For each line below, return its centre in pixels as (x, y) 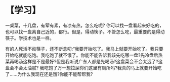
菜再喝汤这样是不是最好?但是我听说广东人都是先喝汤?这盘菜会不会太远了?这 (84, 61)
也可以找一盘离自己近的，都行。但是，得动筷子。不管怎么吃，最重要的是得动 (85, 31)
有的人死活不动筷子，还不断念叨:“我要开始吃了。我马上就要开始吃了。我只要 (84, 49)
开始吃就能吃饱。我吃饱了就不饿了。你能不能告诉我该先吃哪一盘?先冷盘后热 (84, 55)
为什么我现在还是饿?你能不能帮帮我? (55, 74)
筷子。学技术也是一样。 (30, 38)
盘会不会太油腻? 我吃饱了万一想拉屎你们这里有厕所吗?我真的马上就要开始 (81, 68)
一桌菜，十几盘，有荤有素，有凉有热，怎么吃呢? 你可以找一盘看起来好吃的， (85, 25)
